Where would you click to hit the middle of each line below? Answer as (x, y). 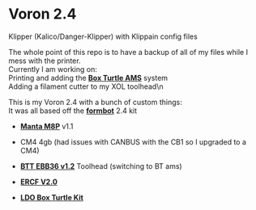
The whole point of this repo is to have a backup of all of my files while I (128, 52)
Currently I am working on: (53, 69)
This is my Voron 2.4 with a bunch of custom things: (95, 102)
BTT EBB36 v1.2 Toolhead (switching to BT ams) (101, 166)
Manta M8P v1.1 (47, 126)
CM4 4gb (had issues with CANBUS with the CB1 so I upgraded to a (133, 141)
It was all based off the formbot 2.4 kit (73, 111)
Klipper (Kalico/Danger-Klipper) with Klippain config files (103, 36)
